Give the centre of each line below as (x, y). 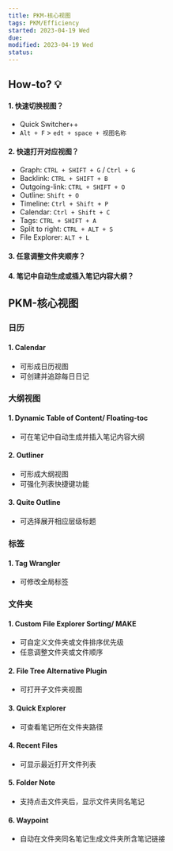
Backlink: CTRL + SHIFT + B (64, 178)
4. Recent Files (33, 745)
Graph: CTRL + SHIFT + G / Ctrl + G (77, 169)
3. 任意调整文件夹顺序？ (47, 256)
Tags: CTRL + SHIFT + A (58, 220)
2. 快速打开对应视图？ (43, 152)
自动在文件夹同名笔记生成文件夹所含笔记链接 (92, 839)
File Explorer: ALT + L (54, 237)
